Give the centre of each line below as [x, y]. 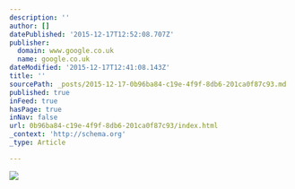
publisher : [30, 43]
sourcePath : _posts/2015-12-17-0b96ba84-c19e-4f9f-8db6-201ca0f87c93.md [148, 84]
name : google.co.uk [54, 59]
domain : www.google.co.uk [66, 51]
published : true [39, 92]
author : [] [30, 26]
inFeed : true [34, 101]
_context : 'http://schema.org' [68, 134]
